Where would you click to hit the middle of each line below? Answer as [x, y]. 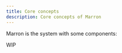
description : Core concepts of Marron [54, 17]
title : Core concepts [33, 11]
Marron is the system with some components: [62, 33]
